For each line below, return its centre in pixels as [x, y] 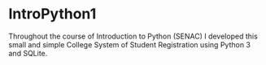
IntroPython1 [52, 14]
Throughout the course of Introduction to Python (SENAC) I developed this [133, 36]
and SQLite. [28, 53]
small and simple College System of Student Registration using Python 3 [129, 44]
